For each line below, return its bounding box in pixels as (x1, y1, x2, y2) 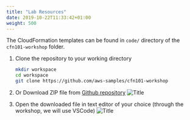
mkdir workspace (15, 67, 57, 73)
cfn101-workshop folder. (6, 43, 65, 50)
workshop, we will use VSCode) (15, 107, 96, 114)
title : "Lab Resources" (6, 8, 67, 15)
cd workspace (15, 72, 49, 79)
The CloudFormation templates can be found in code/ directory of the (6, 37, 180, 44)
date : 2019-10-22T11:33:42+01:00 (6, 15, 91, 21)
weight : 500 (6, 20, 37, 26)
